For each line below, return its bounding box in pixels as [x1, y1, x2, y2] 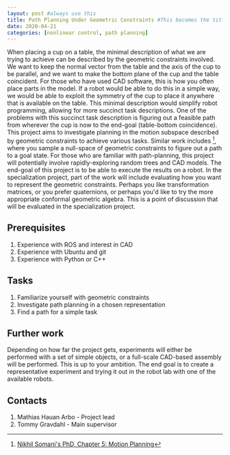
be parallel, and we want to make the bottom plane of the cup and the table [7, 70, 219, 78]
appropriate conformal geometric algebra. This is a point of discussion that [7, 195, 218, 203]
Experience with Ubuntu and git [16, 248, 107, 256]
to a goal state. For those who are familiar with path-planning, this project [7, 151, 214, 159]
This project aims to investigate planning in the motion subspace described [7, 128, 219, 137]
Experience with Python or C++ [16, 255, 106, 263]
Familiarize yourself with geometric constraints [16, 293, 149, 301]
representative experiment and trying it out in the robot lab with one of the [7, 368, 216, 376]
